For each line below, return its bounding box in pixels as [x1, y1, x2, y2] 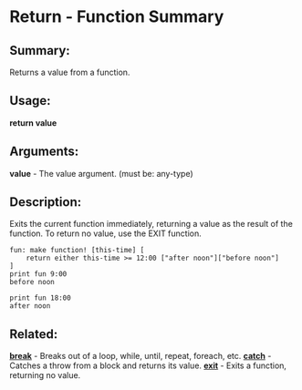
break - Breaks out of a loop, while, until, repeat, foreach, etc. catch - [9, 351, 272, 362]
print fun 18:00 [9, 293, 71, 303]
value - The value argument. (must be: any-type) [9, 168, 193, 179]
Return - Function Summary [9, 6, 224, 27]
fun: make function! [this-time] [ [9, 246, 145, 255]
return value [9, 117, 57, 128]
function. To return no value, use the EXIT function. [9, 228, 203, 239]
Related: [9, 326, 58, 342]
